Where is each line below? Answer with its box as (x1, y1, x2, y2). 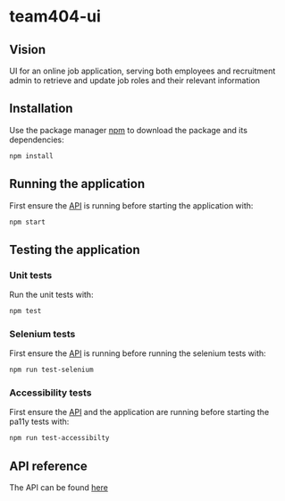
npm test (9, 307, 42, 316)
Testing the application (9, 242, 140, 257)
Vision (9, 42, 46, 57)
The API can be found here (9, 482, 109, 493)
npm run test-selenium (9, 365, 94, 375)
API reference (9, 458, 88, 473)
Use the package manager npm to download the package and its (9, 124, 248, 135)
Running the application (9, 176, 146, 191)
